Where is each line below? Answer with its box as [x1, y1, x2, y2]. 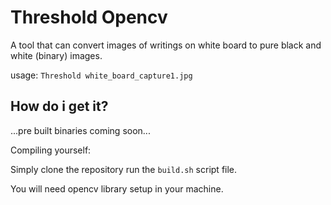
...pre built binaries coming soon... [10, 124, 151, 136]
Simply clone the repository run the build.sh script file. [10, 163, 238, 175]
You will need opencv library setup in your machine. [10, 182, 224, 195]
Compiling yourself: [10, 144, 92, 156]
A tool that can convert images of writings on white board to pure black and [10, 39, 322, 51]
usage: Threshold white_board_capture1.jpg [10, 69, 193, 81]
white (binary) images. [10, 49, 103, 61]
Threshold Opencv [10, 6, 168, 29]
